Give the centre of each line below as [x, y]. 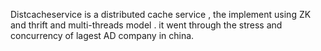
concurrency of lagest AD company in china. [102, 35]
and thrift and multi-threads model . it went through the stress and [146, 25]
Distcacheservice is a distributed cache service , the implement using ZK [161, 14]
